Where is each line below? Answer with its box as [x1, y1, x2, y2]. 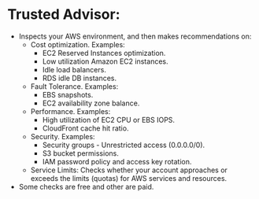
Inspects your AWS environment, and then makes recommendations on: [18, 31, 252, 41]
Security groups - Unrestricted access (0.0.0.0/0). [42, 140, 205, 149]
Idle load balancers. [42, 64, 107, 74]
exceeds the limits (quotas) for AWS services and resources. [30, 173, 228, 182]
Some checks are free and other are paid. [18, 182, 154, 191]
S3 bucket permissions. [42, 148, 119, 158]
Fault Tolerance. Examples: [30, 81, 119, 91]
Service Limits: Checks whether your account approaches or [30, 165, 228, 175]
